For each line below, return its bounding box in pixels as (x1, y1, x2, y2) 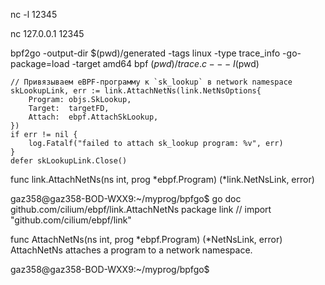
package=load (10, 58, 70, 69)
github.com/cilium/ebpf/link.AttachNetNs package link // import (10, 204, 272, 215)
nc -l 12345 (10, 9, 58, 20)
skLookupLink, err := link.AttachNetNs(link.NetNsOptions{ (10, 86, 262, 96)
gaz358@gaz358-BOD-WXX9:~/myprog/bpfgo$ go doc (10, 193, 242, 204)
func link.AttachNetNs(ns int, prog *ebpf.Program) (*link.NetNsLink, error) (10, 174, 315, 185)
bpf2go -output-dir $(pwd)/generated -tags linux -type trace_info (10, 47, 281, 59)
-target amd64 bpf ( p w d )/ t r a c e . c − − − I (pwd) (71, 58, 260, 69)
